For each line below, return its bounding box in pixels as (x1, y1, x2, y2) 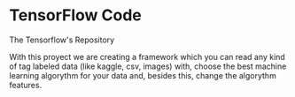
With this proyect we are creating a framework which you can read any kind (9, 51, 285, 62)
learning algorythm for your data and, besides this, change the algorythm (9, 70, 276, 80)
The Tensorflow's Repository (9, 34, 115, 45)
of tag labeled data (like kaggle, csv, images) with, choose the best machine (9, 61, 287, 71)
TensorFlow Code (9, 5, 142, 26)
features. (9, 79, 43, 90)
